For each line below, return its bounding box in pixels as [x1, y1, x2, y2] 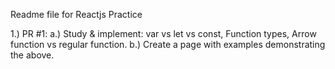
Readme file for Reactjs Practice [10, 9, 143, 20]
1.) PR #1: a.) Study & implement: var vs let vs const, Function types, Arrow [10, 28, 317, 39]
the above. [10, 49, 55, 61]
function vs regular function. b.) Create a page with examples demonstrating [10, 39, 326, 50]
